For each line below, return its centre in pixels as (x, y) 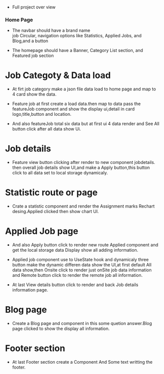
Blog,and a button (30, 41)
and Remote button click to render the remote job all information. (77, 275)
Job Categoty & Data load (58, 75)
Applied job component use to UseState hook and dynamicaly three (80, 260)
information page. (30, 290)
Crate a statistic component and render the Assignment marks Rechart (83, 206)
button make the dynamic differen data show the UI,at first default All (82, 265)
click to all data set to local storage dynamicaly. (60, 173)
